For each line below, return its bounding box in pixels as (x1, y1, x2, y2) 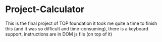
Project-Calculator (5, 4, 85, 15)
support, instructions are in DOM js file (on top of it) (5, 31, 113, 37)
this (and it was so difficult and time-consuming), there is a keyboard (5, 25, 149, 31)
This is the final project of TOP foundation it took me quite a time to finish (5, 20, 157, 26)
